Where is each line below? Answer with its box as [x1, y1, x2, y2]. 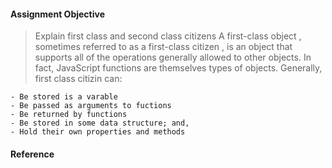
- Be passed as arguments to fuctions [10, 101, 172, 111]
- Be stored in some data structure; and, [10, 118, 190, 129]
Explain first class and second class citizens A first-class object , [34, 30, 302, 42]
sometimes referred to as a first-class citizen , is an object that [34, 41, 293, 53]
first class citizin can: [34, 73, 123, 85]
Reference [10, 148, 55, 160]
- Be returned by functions [10, 110, 128, 120]
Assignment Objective [10, 8, 105, 20]
